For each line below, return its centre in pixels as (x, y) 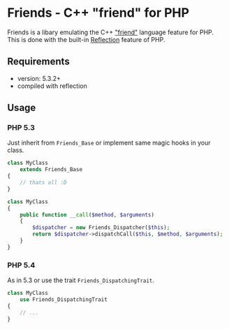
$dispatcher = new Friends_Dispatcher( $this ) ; (101, 228)
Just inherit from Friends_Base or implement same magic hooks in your (109, 143)
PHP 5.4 (21, 265)
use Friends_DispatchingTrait (64, 299)
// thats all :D (44, 183)
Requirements (38, 62)
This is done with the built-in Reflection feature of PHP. (86, 39)
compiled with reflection (52, 86)
